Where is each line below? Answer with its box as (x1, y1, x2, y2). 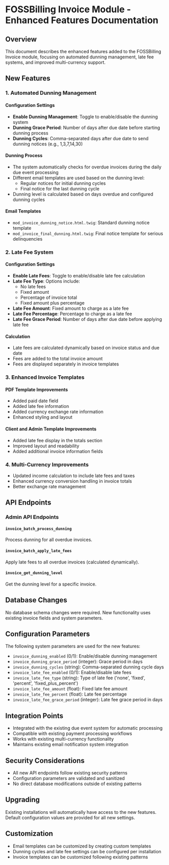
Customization (5, 829, 54, 838)
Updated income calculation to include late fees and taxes (12, 472, 135, 479)
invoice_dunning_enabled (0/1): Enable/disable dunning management (12, 653, 157, 659)
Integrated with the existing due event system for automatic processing (12, 725, 163, 731)
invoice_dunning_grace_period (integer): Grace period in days (12, 659, 143, 665)
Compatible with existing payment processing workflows (12, 730, 132, 737)
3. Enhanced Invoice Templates (5, 374, 85, 381)
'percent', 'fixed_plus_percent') (12, 680, 79, 686)
